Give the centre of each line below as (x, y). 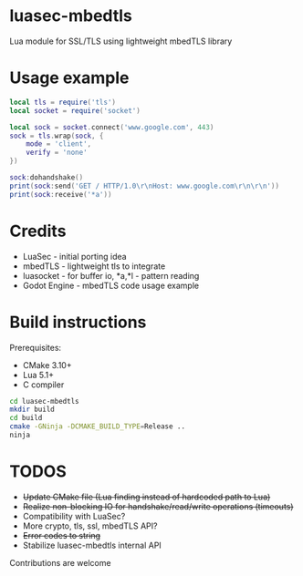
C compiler (43, 385)
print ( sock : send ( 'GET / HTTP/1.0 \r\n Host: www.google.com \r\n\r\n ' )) (145, 186)
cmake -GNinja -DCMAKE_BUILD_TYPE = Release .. (97, 427)
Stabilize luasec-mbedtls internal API (92, 545)
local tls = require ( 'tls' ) (63, 102)
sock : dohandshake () (47, 178)
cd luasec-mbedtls (44, 401)
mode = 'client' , (59, 144)
